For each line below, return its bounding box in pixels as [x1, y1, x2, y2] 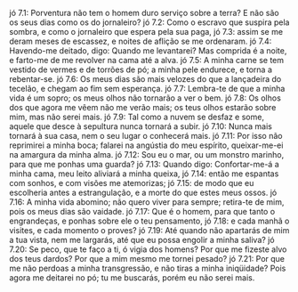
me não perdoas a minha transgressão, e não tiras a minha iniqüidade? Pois [9, 263, 286, 273]
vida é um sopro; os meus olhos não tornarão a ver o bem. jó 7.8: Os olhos [9, 93, 282, 103]
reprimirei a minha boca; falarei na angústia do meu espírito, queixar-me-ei [9, 140, 284, 150]
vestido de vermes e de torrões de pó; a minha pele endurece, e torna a [9, 64, 273, 75]
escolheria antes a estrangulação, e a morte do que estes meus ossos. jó [9, 187, 278, 198]
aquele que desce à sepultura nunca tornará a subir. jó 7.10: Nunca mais [9, 121, 273, 132]
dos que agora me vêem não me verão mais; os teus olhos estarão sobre [9, 102, 277, 112]
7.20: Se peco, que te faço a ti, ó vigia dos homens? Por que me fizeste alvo [9, 244, 287, 255]
